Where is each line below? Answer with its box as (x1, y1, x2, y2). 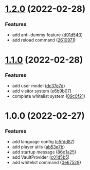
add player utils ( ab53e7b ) (12, 144, 65, 150)
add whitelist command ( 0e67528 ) (12, 160, 81, 166)
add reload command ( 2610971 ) (12, 37, 76, 43)
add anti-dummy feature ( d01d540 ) (12, 32, 83, 38)
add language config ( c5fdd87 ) (12, 139, 75, 145)
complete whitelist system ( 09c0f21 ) (12, 93, 85, 99)
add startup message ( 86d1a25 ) (12, 149, 76, 155)
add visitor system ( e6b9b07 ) (12, 88, 72, 94)
